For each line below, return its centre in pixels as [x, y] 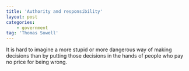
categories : [20, 22]
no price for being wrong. [37, 62]
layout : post [22, 17]
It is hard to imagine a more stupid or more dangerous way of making [89, 49]
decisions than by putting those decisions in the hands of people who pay [95, 56]
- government [32, 28]
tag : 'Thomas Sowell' [32, 33]
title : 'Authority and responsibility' [55, 11]
